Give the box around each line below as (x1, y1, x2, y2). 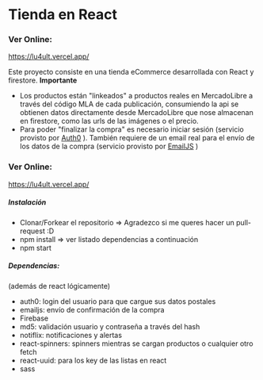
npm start (19, 243, 51, 252)
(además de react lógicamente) (8, 281, 111, 290)
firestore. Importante (8, 75, 78, 85)
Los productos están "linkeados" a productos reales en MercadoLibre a (19, 91, 253, 101)
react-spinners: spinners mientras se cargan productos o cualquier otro (19, 339, 253, 348)
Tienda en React (8, 6, 117, 24)
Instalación (8, 198, 47, 207)
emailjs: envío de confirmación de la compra (19, 305, 165, 314)
